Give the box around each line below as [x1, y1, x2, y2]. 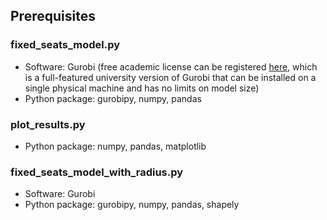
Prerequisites [10, 8, 96, 25]
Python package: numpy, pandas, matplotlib [24, 140, 207, 152]
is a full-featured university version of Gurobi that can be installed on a [24, 71, 317, 83]
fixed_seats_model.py [10, 38, 121, 52]
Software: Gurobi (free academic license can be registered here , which [24, 60, 318, 73]
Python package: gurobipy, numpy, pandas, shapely [24, 199, 240, 211]
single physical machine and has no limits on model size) [24, 82, 260, 94]
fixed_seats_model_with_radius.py [10, 165, 184, 179]
